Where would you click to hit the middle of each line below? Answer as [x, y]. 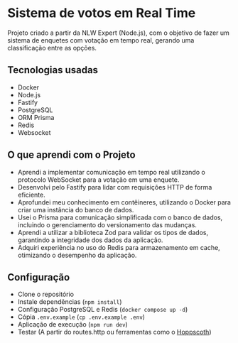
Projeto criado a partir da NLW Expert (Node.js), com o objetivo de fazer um [118, 33]
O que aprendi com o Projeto [72, 155]
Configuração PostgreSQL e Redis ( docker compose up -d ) [103, 310]
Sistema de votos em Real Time [102, 13]
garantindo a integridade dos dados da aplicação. [90, 240]
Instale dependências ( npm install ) [70, 302]
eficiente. [31, 195]
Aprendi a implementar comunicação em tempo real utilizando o [112, 172]
